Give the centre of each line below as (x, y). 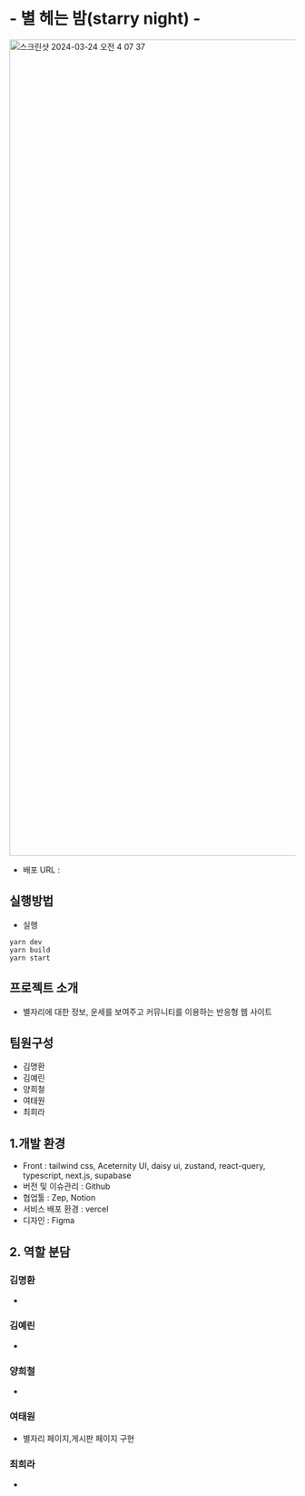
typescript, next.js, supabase (77, 1176)
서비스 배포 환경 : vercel (65, 1209)
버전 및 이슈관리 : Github (66, 1186)
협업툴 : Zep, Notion (59, 1198)
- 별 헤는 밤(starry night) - (105, 19)
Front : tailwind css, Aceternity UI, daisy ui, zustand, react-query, (144, 1166)
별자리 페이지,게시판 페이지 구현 (78, 1438)
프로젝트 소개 (44, 988)
